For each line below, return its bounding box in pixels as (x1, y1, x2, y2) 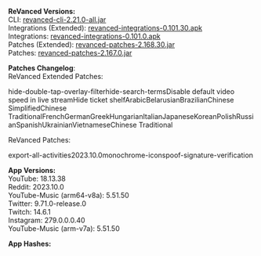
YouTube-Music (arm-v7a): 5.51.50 (8, 224, 120, 233)
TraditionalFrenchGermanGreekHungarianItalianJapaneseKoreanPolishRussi (8, 112, 254, 121)
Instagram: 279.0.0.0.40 (8, 215, 85, 225)
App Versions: (8, 166, 56, 175)
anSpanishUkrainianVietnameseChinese (8, 121, 137, 129)
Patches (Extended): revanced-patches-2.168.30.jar (8, 40, 175, 49)
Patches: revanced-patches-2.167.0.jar (8, 49, 132, 57)
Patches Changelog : (8, 63, 76, 73)
